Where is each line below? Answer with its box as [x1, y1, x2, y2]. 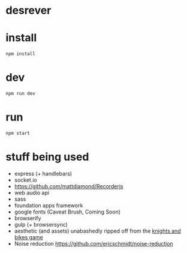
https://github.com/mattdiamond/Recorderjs [14, 182, 123, 189]
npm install [5, 51, 35, 57]
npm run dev [5, 91, 35, 97]
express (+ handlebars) [14, 170, 73, 177]
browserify [14, 214, 41, 222]
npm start [5, 130, 31, 136]
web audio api [14, 189, 49, 196]
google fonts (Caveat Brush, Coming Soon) [14, 208, 121, 215]
